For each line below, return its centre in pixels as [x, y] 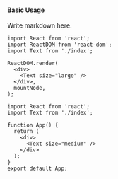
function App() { [33, 125]
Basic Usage [26, 10]
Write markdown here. [40, 25]
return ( [26, 132]
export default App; [38, 169]
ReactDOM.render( [33, 64]
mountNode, [30, 88]
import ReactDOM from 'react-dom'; [60, 45]
